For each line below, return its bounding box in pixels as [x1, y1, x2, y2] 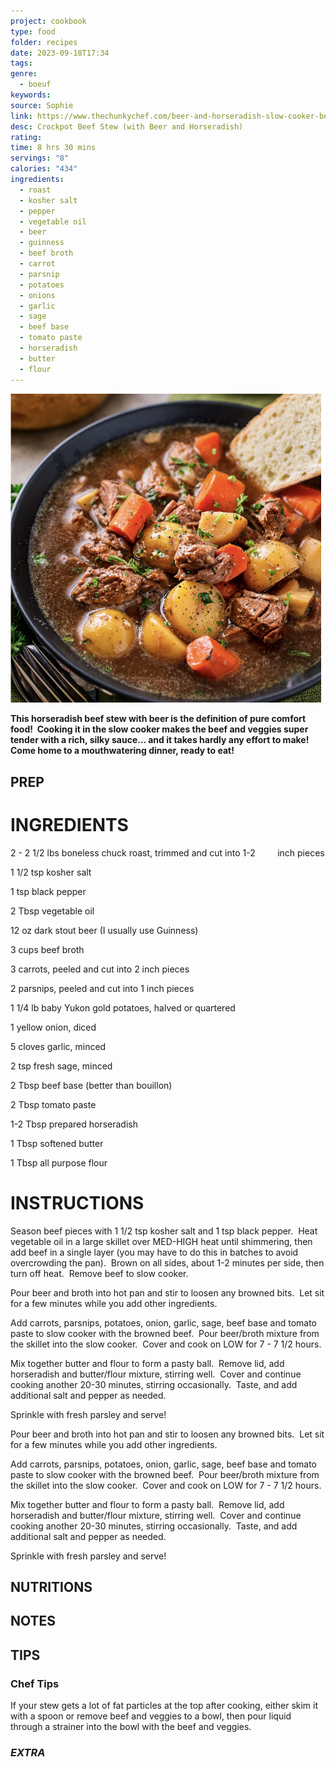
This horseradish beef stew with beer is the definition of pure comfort [10, 713, 307, 725]
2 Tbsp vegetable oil [10, 905, 95, 917]
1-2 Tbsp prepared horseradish [10, 1118, 138, 1130]
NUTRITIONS [10, 1578, 93, 1595]
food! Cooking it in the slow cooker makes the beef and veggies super [10, 723, 309, 735]
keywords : [10, 90, 52, 100]
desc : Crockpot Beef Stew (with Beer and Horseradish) [10, 121, 244, 132]
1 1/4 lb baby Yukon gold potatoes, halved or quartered [10, 1001, 236, 1014]
